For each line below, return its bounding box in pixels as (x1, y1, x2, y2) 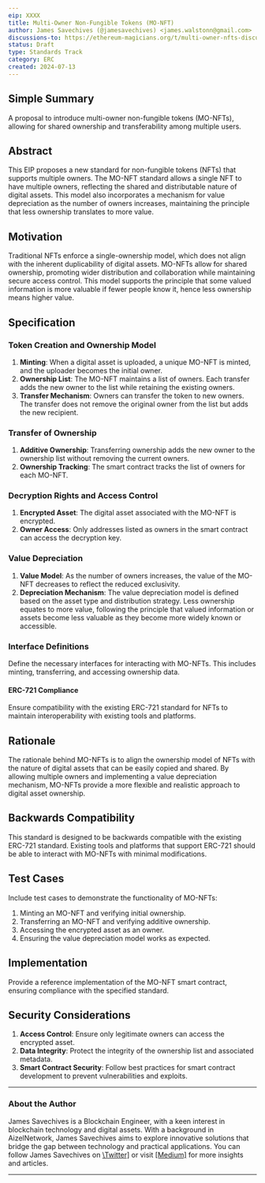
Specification (8, 316, 76, 329)
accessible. (19, 621, 58, 631)
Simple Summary (8, 92, 95, 106)
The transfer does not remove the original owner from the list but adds (19, 399, 248, 409)
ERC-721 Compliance (8, 685, 79, 694)
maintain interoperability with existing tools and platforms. (8, 711, 196, 721)
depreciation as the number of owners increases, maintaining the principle (8, 199, 250, 208)
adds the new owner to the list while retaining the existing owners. (19, 382, 235, 391)
